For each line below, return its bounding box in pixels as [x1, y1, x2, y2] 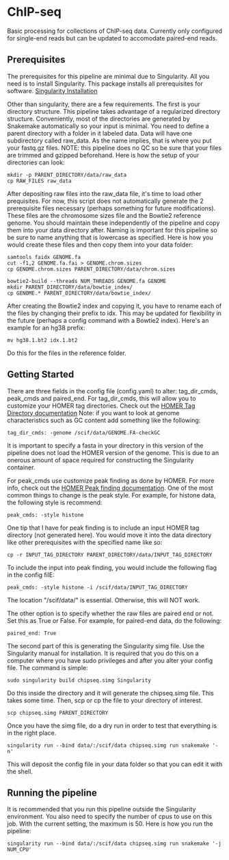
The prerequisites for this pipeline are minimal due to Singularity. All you [7, 72, 210, 80]
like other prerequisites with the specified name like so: [7, 538, 163, 546]
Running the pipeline [7, 787, 97, 798]
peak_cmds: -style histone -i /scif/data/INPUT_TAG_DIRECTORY [7, 584, 188, 591]
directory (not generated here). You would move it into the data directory [7, 530, 212, 539]
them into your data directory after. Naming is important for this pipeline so [7, 225, 217, 234]
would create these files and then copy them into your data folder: [7, 241, 193, 249]
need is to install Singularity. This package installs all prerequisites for [7, 79, 203, 88]
